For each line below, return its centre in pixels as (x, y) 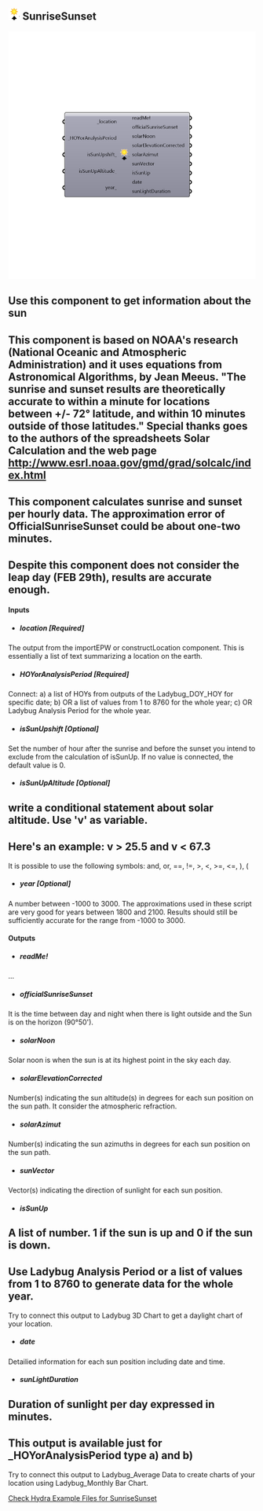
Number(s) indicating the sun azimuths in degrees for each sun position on (129, 1144)
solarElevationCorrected (61, 1078)
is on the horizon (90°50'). (51, 1022)
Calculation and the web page (82, 450)
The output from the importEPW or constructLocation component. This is (126, 647)
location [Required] (52, 628)
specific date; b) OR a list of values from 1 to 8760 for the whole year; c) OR (130, 702)
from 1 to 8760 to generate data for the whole (121, 1284)
